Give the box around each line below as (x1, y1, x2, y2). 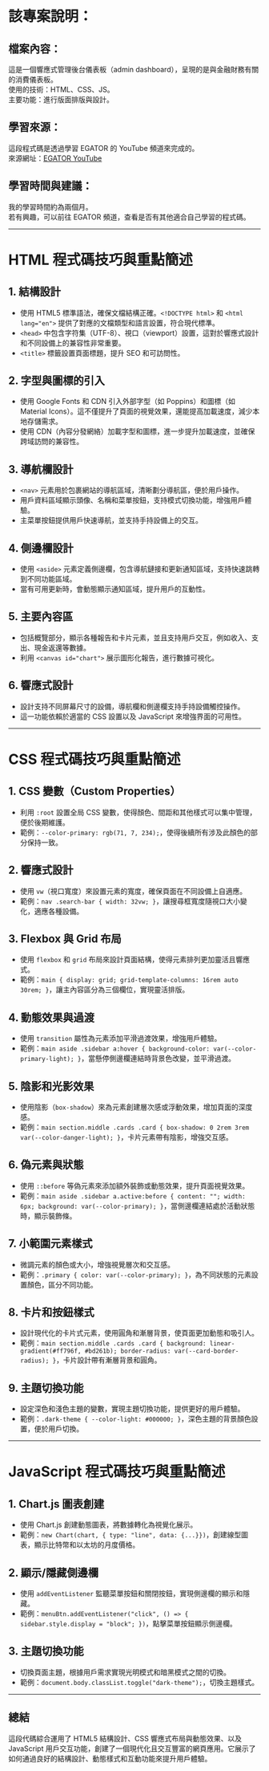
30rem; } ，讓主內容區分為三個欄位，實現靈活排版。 (19, 985, 190, 994)
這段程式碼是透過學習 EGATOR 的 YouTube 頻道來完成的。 (8, 143, 199, 153)
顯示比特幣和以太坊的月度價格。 (34, 1540, 140, 1550)
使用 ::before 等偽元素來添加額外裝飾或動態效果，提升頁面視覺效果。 (19, 1181, 250, 1190)
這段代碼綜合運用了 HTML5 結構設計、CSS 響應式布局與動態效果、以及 (8, 1733, 243, 1743)
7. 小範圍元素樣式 (8, 1237, 93, 1251)
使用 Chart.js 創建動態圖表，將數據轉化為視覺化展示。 (19, 1520, 198, 1530)
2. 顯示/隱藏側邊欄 (8, 1565, 98, 1579)
